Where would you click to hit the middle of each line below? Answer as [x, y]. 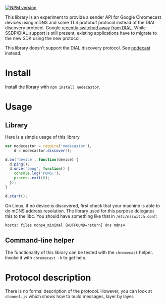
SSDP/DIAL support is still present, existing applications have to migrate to [81, 33]
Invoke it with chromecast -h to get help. [46, 257]
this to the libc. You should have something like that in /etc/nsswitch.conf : [81, 216]
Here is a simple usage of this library [43, 137]
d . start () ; [16, 196]
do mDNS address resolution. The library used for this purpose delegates [80, 211]
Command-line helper [40, 240]
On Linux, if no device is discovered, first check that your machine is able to [83, 205]
